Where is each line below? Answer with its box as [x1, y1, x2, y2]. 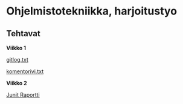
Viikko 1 [6, 44, 26, 51]
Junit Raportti [6, 91, 40, 98]
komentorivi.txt [6, 68, 44, 75]
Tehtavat [6, 28, 40, 39]
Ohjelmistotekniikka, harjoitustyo [6, 4, 177, 18]
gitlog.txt [6, 56, 29, 63]
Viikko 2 [6, 80, 27, 86]
